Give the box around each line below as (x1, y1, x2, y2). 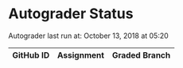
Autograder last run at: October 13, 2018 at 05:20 (8, 31, 169, 40)
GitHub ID (12, 49, 50, 60)
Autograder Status (8, 5, 134, 23)
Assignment (56, 49, 105, 60)
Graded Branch (111, 49, 171, 60)
